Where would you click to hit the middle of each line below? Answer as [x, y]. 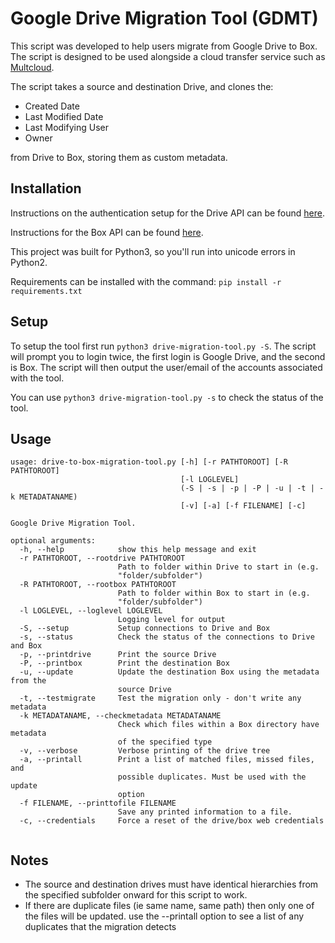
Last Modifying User [66, 127]
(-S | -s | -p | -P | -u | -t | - [252, 488]
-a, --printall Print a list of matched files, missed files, [167, 760]
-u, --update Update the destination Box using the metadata [169, 672]
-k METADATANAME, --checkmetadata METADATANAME [120, 716]
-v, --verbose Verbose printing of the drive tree [145, 751]
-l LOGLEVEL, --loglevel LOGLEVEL [91, 611]
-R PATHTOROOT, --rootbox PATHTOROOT [98, 585]
